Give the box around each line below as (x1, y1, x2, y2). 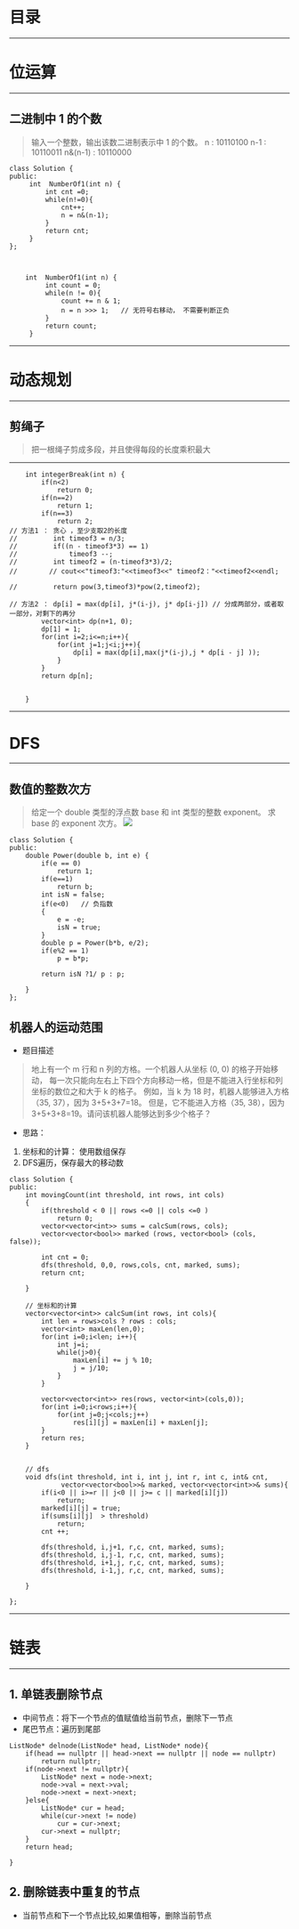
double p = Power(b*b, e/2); (41, 939, 149, 948)
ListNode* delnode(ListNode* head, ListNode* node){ (9, 1741, 209, 1750)
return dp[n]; (41, 672, 93, 681)
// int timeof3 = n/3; (9, 534, 125, 543)
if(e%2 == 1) (41, 946, 90, 956)
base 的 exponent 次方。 (30, 818, 122, 829)
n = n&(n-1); (61, 210, 109, 220)
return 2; (56, 517, 93, 526)
